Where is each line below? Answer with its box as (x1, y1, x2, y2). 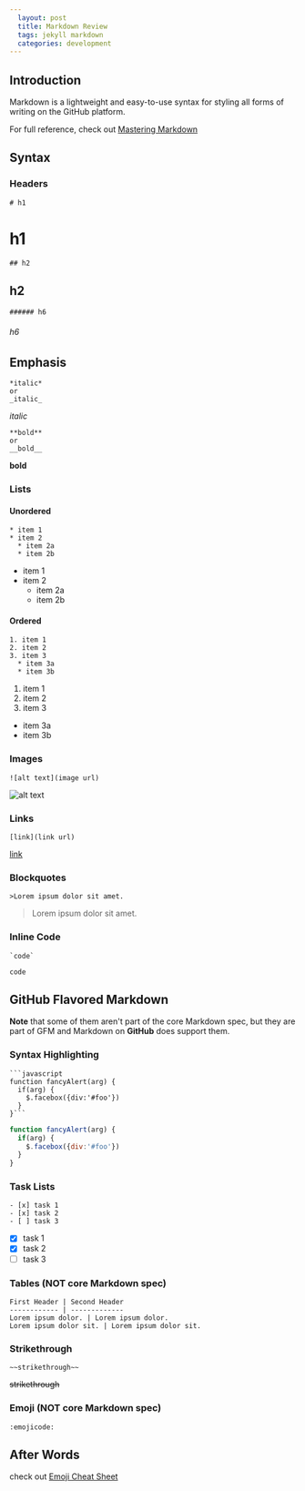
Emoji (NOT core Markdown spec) (9, 1402, 162, 1415)
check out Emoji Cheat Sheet (9, 1471, 118, 1482)
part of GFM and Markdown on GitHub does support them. (9, 1026, 230, 1037)
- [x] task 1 (9, 1201, 59, 1211)
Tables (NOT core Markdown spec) (9, 1276, 167, 1289)
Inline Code (9, 930, 61, 943)
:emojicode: (9, 1422, 55, 1432)
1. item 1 (9, 635, 47, 644)
